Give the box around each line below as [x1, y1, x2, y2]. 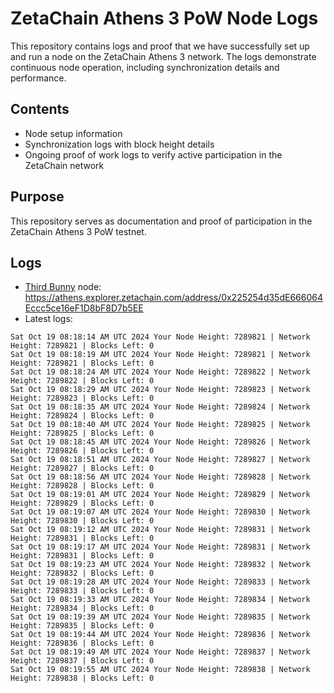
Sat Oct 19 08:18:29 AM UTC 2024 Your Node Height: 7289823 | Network [10, 385, 311, 395]
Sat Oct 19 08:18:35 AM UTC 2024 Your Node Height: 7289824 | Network [10, 402, 311, 412]
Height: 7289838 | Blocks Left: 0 [10, 673, 155, 684]
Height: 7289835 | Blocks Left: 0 [10, 621, 155, 631]
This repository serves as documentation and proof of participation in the [10, 215, 313, 227]
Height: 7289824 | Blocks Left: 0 [10, 411, 155, 421]
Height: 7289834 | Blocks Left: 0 [10, 603, 155, 614]
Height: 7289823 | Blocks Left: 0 [10, 393, 155, 404]
